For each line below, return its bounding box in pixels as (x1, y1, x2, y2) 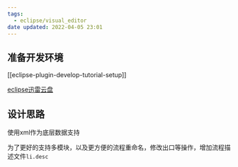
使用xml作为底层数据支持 (7, 128, 80, 137)
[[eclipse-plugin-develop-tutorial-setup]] (7, 71, 127, 79)
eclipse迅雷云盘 (7, 86, 54, 94)
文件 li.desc (13, 152, 49, 160)
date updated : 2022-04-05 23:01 (7, 23, 103, 30)
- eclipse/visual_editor (13, 17, 87, 24)
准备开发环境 (7, 51, 64, 64)
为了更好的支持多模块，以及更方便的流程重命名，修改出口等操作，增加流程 (7, 143, 225, 151)
